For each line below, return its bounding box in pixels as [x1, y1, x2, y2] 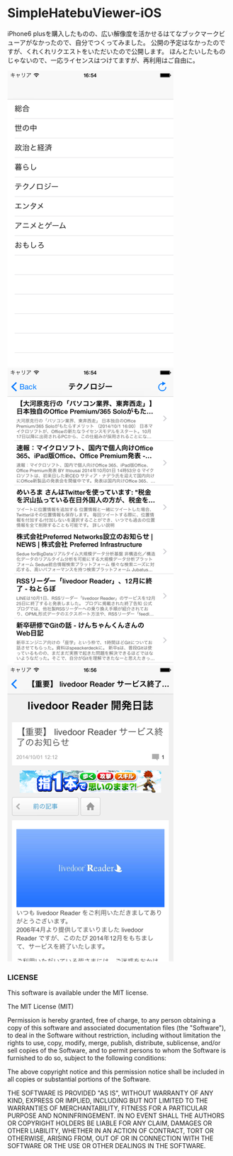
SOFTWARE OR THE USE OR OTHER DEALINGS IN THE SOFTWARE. [7, 1142, 206, 1150]
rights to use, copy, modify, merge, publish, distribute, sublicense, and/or [7, 1039, 221, 1047]
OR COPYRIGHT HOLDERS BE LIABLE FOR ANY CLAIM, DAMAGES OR [7, 1119, 212, 1128]
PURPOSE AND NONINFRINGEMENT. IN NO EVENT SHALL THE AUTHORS [7, 1111, 225, 1120]
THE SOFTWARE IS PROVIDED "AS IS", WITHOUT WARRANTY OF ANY [7, 1089, 214, 1098]
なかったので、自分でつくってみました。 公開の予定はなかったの [31, 38, 220, 47]
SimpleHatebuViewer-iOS [7, 5, 162, 21]
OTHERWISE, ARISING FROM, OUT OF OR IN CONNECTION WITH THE [7, 1134, 214, 1143]
